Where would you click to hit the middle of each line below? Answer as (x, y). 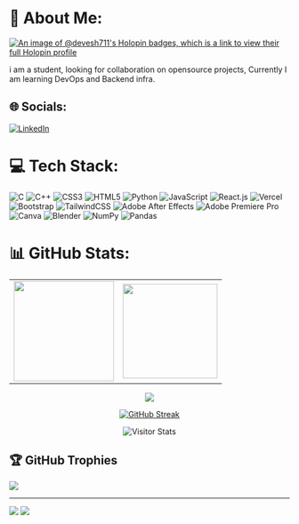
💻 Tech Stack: (64, 166)
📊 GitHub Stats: (70, 253)
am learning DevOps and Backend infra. (82, 78)
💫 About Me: (56, 18)
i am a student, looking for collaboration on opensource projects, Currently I (148, 69)
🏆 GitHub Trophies (64, 460)
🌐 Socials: (38, 107)
